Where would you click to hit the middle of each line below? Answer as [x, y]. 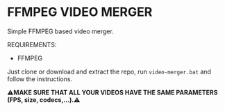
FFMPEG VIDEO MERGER [80, 12]
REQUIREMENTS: [32, 44]
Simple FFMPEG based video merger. [61, 31]
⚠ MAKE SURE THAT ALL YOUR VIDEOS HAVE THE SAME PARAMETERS [112, 92]
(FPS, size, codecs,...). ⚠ [44, 100]
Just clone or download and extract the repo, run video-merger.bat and [109, 71]
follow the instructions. [40, 79]
